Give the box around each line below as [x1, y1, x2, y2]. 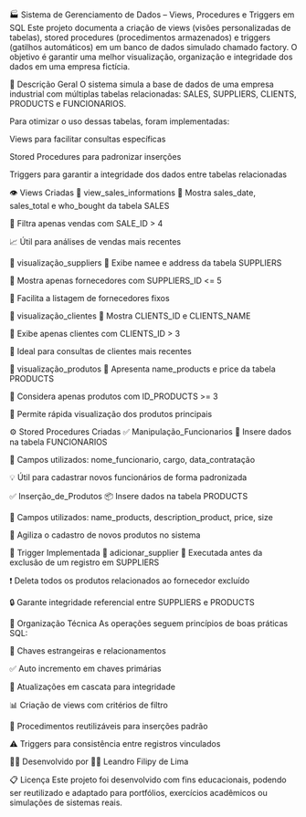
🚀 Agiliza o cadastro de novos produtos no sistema [9, 529, 201, 540]
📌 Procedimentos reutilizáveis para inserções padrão [9, 721, 208, 731]
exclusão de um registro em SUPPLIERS [9, 557, 160, 568]
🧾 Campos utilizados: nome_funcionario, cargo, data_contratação [9, 455, 256, 465]
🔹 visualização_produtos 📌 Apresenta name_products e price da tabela [9, 363, 276, 374]
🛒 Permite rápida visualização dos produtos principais [9, 409, 213, 419]
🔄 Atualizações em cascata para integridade [9, 681, 176, 692]
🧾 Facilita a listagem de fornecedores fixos [9, 293, 171, 303]
